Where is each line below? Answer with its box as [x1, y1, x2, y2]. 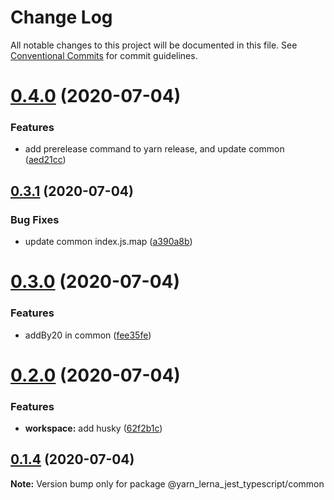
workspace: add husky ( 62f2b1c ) [24, 422, 163, 435]
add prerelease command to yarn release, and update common [24, 143, 285, 155]
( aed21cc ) [24, 154, 67, 166]
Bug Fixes [10, 212, 60, 226]
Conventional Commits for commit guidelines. [10, 49, 198, 61]
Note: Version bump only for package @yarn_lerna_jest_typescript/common [10, 477, 325, 490]
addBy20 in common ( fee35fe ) [24, 329, 152, 341]
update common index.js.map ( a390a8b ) [24, 236, 193, 248]
